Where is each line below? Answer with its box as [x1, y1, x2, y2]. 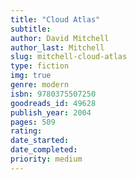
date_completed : [10, 145, 78, 155]
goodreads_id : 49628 [10, 98, 97, 108]
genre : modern [10, 80, 70, 90]
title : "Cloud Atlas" [10, 14, 101, 25]
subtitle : [10, 24, 52, 34]
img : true [10, 71, 52, 81]
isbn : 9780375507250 [10, 89, 97, 99]
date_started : [10, 136, 70, 146]
